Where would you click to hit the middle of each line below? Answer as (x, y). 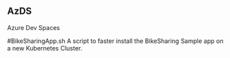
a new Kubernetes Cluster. (45, 48)
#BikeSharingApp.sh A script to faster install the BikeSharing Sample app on (115, 41)
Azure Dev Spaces (33, 27)
